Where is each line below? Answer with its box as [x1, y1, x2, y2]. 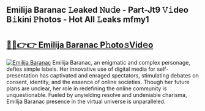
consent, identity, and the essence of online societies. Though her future [6, 79, 190, 85]
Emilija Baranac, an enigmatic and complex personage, [52, 59, 191, 66]
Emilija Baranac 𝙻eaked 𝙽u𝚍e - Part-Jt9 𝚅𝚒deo [6, 5, 188, 15]
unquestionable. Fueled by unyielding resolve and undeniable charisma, [6, 91, 187, 98]
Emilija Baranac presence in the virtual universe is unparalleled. [6, 98, 166, 105]
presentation [6, 72, 39, 79]
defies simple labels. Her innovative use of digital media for [6, 65, 156, 73]
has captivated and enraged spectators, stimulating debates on [39, 72, 199, 79]
